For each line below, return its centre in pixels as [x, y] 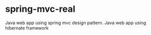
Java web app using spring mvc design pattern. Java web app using [76, 23]
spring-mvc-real [40, 9]
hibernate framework [27, 28]
